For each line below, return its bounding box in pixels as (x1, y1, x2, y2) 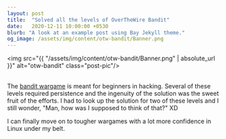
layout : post (7, 10, 45, 17)
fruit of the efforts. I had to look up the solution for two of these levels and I (7, 97, 219, 105)
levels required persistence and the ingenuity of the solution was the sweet (7, 90, 219, 98)
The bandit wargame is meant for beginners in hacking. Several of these (7, 82, 211, 90)
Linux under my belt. (7, 125, 65, 133)
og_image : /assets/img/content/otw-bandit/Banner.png (7, 36, 164, 42)
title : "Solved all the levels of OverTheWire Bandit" (7, 16, 170, 23)
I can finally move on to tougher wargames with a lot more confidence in (7, 117, 212, 125)
